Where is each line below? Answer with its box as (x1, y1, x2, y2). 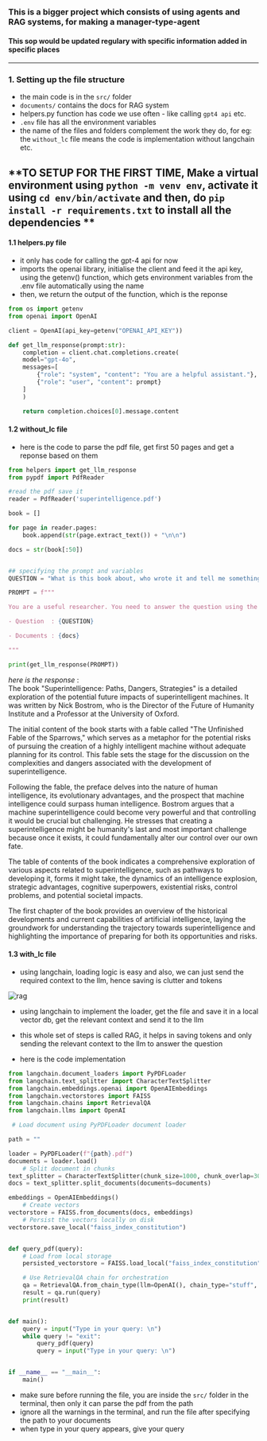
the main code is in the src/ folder (19, 92, 132, 102)
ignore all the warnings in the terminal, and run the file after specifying (19, 1407, 250, 1416)
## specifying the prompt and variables (8, 567, 145, 575)
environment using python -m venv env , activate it (8, 178, 258, 192)
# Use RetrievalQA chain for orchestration (22, 1274, 169, 1282)
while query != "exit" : (22, 1332, 102, 1340)
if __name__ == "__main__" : (8, 1369, 102, 1377)
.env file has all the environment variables (19, 118, 157, 127)
